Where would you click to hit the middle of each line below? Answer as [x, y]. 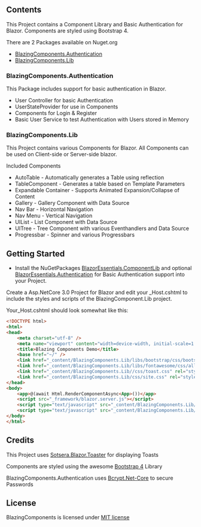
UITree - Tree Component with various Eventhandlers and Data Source [102, 228]
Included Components [33, 166]
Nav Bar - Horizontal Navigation [54, 210]
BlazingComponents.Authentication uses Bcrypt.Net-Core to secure [90, 478]
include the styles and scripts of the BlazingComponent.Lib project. [89, 299]
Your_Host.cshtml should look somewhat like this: [67, 310]
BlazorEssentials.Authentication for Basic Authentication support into [100, 274]
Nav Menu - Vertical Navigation [54, 216]
